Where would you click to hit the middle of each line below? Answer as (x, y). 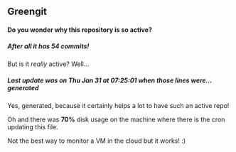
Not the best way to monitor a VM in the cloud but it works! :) (97, 141)
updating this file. (33, 126)
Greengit (27, 12)
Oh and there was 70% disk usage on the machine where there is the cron (116, 119)
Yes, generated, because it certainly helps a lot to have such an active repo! (118, 105)
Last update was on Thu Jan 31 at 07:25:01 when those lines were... (110, 80)
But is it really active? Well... (48, 64)
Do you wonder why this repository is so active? (80, 29)
